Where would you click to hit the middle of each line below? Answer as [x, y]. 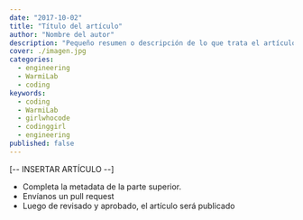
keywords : [28, 93]
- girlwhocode [44, 118]
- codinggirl [42, 127]
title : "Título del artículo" [66, 26]
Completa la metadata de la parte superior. [102, 187]
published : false [42, 143]
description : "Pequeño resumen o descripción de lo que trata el [134, 43]
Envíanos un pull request [68, 196]
